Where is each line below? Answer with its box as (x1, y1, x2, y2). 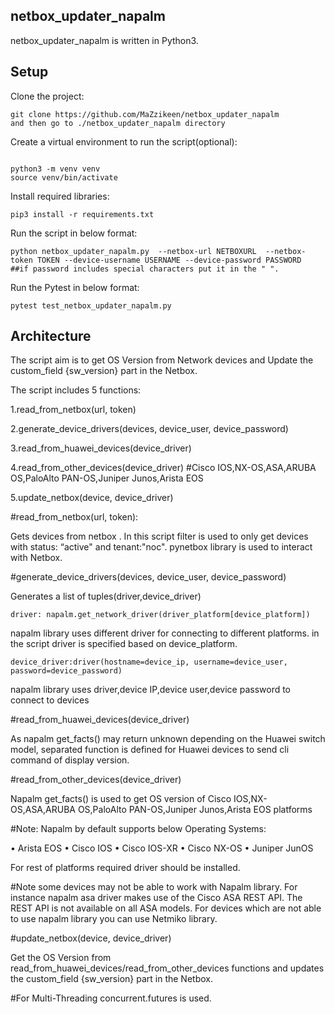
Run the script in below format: (10, 227, 138, 239)
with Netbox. (10, 552, 63, 564)
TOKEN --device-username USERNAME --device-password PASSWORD (36, 255, 302, 265)
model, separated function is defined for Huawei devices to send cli (10, 744, 290, 756)
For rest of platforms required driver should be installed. (10, 862, 241, 874)
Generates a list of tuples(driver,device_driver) (10, 590, 202, 603)
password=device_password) (10, 666, 123, 676)
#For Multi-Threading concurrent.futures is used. (10, 992, 212, 1004)
